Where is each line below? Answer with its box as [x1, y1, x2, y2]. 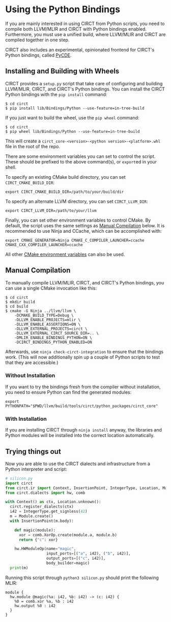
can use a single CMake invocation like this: [5, 285, 97, 291]
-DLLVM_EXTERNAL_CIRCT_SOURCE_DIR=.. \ [14, 330, 99, 336]
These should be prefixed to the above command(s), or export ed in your [5, 158, 157, 164]
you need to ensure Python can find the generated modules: [5, 389, 132, 395]
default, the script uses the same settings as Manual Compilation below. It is [5, 222, 165, 228]
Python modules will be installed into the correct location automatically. [5, 433, 155, 439]
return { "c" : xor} [18, 537, 58, 542]
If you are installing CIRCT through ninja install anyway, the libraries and [5, 427, 162, 433]
